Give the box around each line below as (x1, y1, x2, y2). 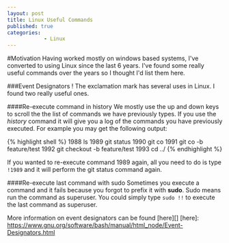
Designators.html (7, 229, 55, 237)
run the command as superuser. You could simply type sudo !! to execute (7, 193, 215, 202)
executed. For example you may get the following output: (7, 125, 167, 133)
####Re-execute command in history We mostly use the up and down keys (7, 103, 219, 111)
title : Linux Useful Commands (7, 16, 94, 23)
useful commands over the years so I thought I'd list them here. (7, 69, 186, 77)
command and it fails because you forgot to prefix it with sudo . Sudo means (7, 186, 221, 194)
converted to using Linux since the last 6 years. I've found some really (7, 62, 205, 70)
